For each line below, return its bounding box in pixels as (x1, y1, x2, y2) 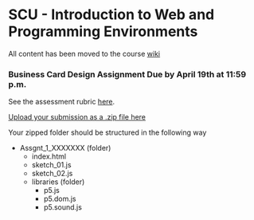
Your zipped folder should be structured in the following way (8, 128, 207, 137)
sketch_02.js (31, 169, 73, 179)
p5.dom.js (43, 194, 76, 204)
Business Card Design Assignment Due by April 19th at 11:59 (8, 69, 247, 80)
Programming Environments (8, 22, 198, 41)
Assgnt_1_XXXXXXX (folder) (19, 143, 111, 153)
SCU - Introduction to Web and (8, 6, 215, 24)
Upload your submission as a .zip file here (8, 112, 146, 122)
